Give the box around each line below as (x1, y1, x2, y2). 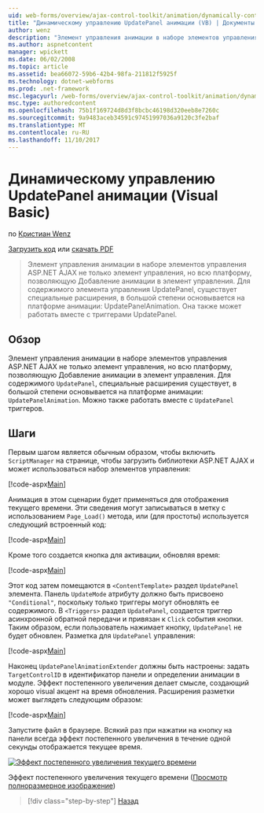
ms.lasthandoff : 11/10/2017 (8, 135, 101, 144)
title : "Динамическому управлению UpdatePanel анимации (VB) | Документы (8, 19, 255, 27)
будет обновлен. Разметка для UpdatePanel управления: (8, 631, 196, 641)
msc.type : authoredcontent (8, 99, 97, 107)
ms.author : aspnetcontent (8, 41, 93, 49)
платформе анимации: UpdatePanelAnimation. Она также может (27, 301, 242, 311)
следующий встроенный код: (8, 520, 107, 530)
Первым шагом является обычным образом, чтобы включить (8, 448, 216, 457)
